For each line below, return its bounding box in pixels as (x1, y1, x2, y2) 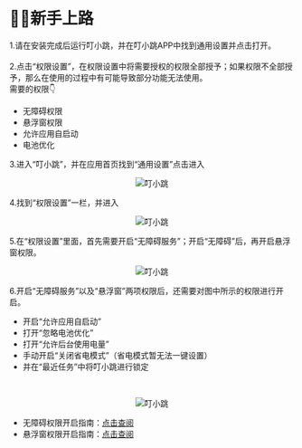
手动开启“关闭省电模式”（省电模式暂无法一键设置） (22, 349, 212, 360)
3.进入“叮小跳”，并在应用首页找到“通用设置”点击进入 (9, 158, 205, 169)
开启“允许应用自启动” (22, 316, 102, 327)
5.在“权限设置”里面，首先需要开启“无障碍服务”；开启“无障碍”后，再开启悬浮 (9, 235, 291, 246)
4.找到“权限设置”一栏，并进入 (9, 196, 119, 208)
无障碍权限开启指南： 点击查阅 (22, 417, 134, 428)
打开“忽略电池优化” (22, 327, 94, 338)
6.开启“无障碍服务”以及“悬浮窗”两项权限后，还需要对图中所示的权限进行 (9, 285, 276, 296)
